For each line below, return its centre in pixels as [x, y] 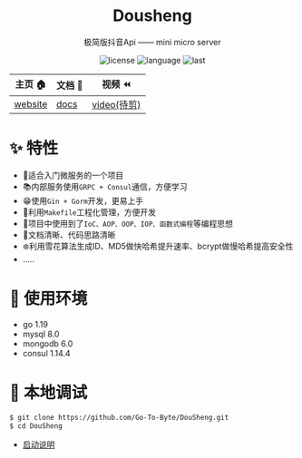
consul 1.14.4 [46, 353]
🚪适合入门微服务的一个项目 [73, 175]
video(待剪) [117, 104]
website [31, 103]
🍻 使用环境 [49, 299]
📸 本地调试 [49, 393]
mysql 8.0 [41, 334]
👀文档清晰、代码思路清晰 [69, 234]
